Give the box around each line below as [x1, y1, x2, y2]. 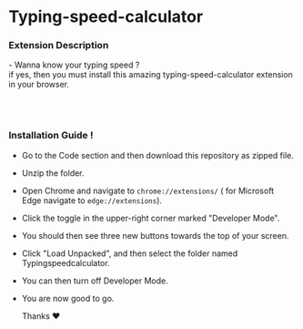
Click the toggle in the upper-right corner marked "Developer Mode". [21, 212, 280, 223]
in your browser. [8, 79, 70, 90]
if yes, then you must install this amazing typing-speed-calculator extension [8, 69, 293, 80]
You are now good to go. [21, 293, 115, 303]
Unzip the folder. [21, 167, 85, 179]
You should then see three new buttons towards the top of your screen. [21, 230, 289, 241]
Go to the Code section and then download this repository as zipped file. [21, 149, 295, 160]
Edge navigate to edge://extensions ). [21, 194, 163, 206]
